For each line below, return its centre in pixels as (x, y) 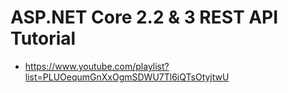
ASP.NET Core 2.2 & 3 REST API (144, 17)
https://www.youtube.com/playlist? (97, 66)
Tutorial (43, 38)
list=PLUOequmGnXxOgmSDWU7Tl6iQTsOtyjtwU (127, 77)
